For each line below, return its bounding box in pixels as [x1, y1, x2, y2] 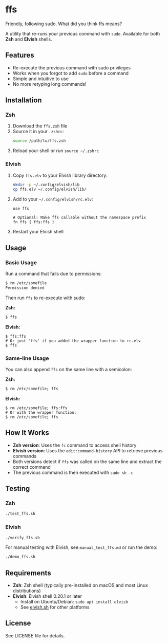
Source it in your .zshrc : [12, 128, 64, 135]
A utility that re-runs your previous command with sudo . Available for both [5, 30, 160, 36]
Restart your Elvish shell [12, 229, 64, 235]
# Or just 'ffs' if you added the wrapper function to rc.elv [5, 338, 141, 343]
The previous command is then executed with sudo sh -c [12, 469, 134, 475]
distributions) [12, 587, 41, 594]
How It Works [5, 428, 50, 437]
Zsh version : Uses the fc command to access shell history [12, 442, 137, 448]
